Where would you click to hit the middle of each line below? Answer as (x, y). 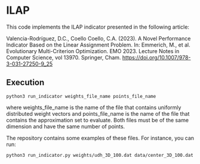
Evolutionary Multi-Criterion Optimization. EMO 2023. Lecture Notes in (93, 51)
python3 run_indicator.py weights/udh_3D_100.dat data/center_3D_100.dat (100, 155)
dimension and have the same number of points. (66, 126)
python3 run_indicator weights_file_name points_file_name (81, 96)
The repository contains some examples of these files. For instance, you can (100, 138)
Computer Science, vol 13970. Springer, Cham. (64, 57)
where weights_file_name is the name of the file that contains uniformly (94, 107)
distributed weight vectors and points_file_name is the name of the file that (98, 113)
